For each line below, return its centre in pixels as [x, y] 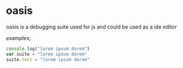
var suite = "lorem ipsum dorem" [47, 54]
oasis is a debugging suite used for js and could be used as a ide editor [91, 27]
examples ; [18, 38]
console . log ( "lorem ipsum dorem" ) [48, 49]
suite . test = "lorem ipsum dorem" [48, 59]
